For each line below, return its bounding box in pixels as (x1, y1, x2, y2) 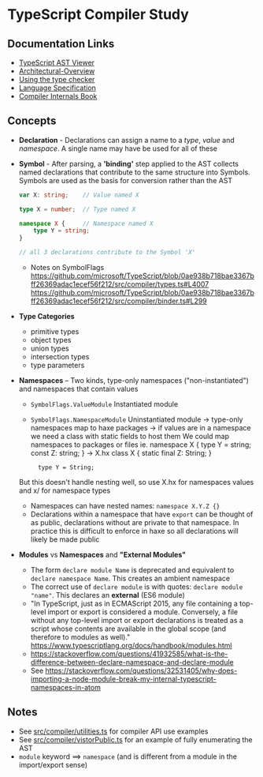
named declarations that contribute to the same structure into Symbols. (18, 167, 250, 177)
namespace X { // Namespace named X (18, 220, 154, 227)
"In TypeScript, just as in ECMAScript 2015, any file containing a (30, 599, 238, 609)
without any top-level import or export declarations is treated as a (30, 616, 243, 625)
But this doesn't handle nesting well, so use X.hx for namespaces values (18, 478, 254, 487)
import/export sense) (18, 760, 88, 769)
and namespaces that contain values (18, 385, 139, 394)
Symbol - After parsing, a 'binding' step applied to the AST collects (18, 159, 239, 168)
